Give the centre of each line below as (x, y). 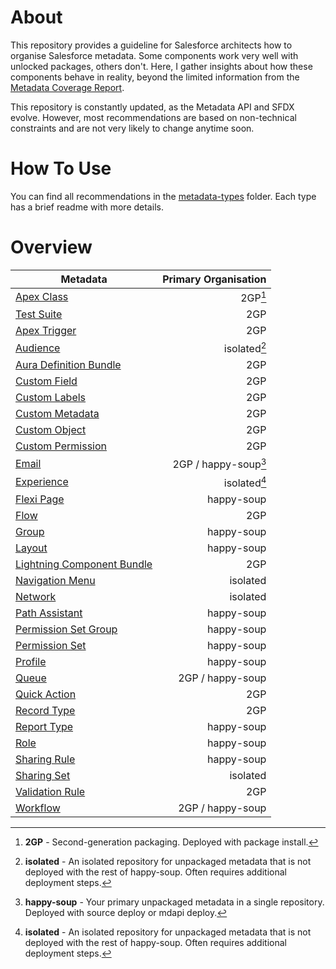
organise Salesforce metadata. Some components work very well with (154, 55)
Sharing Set (43, 776)
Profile (31, 662)
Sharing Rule (45, 759)
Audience (38, 348)
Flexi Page (40, 499)
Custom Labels (51, 398)
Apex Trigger (46, 331)
